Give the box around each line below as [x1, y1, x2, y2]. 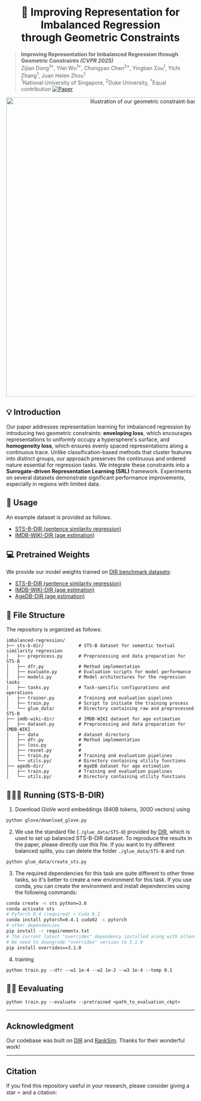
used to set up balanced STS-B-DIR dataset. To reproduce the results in [14, 834, 193, 841]
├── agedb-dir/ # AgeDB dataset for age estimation [6, 763, 170, 770]
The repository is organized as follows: [6, 626, 102, 633]
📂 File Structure [6, 610, 65, 620]
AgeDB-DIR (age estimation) [14, 592, 85, 600]
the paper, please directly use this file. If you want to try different [14, 841, 175, 848]
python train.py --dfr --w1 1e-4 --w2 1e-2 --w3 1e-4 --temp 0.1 [6, 967, 172, 973]
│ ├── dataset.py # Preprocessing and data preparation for [6, 721, 186, 728]
